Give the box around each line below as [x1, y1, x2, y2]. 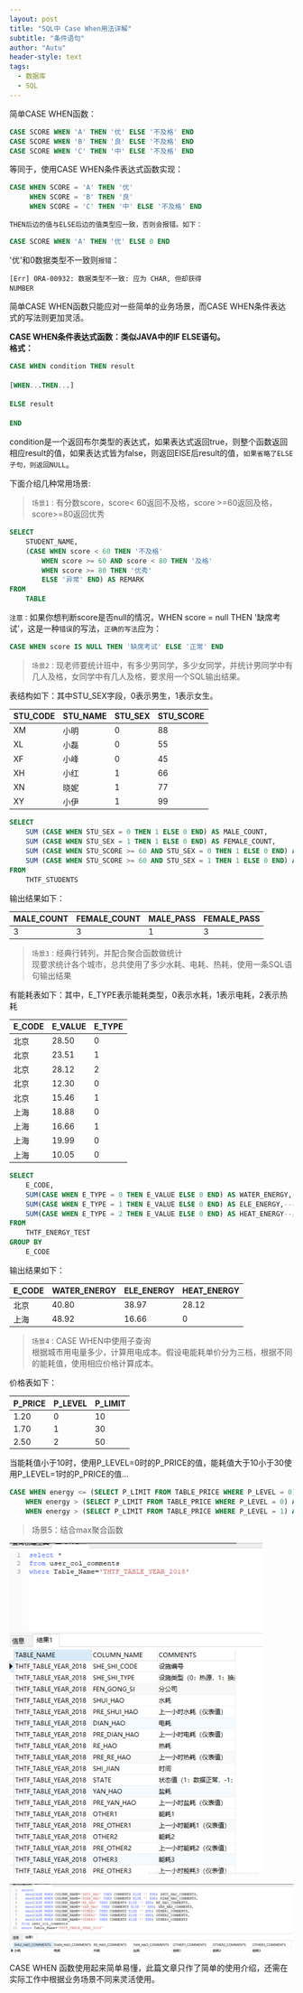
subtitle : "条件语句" [9, 33, 86, 42]
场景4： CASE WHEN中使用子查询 [31, 1336, 151, 1346]
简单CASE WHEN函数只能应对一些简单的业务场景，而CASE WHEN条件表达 [9, 301, 287, 312]
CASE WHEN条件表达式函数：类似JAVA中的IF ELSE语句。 [9, 331, 225, 342]
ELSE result [9, 400, 54, 409]
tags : [9, 62, 30, 71]
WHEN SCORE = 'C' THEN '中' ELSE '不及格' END [29, 202, 203, 211]
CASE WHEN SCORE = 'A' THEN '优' [9, 183, 133, 192]
